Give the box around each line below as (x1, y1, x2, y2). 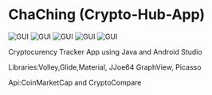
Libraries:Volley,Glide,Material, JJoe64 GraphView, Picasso (8, 62, 202, 72)
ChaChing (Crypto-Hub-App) (8, 6, 206, 24)
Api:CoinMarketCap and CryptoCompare (8, 78, 142, 87)
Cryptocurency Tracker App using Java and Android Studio (8, 47, 202, 56)
